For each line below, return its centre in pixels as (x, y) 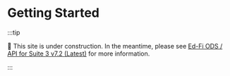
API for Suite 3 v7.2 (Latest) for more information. (79, 53)
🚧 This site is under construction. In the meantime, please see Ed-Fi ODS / (115, 46)
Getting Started (54, 13)
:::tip (14, 32)
